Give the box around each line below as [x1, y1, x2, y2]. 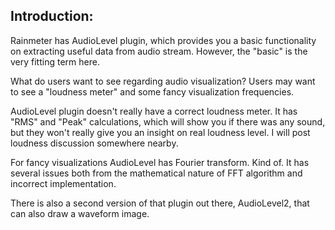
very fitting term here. [10, 55, 100, 68]
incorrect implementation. [10, 177, 117, 189]
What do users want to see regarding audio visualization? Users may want [10, 75, 316, 87]
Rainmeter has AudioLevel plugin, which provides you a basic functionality [10, 34, 317, 46]
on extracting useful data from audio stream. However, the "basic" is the [10, 45, 308, 57]
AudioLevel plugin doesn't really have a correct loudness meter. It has [10, 105, 298, 117]
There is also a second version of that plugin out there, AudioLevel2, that [10, 197, 310, 209]
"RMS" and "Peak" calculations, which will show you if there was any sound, [10, 115, 326, 128]
